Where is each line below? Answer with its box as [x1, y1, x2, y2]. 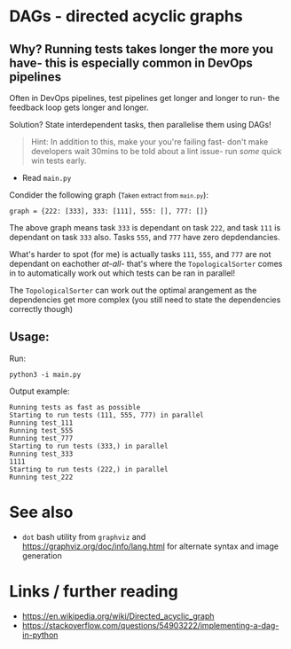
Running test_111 [9, 418, 74, 427]
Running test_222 [9, 473, 74, 481]
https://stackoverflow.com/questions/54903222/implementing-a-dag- [21, 620, 279, 630]
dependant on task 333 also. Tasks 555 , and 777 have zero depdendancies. [9, 232, 281, 242]
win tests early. [30, 155, 87, 166]
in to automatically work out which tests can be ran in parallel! [9, 268, 235, 278]
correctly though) [9, 304, 74, 314]
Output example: [9, 386, 70, 396]
